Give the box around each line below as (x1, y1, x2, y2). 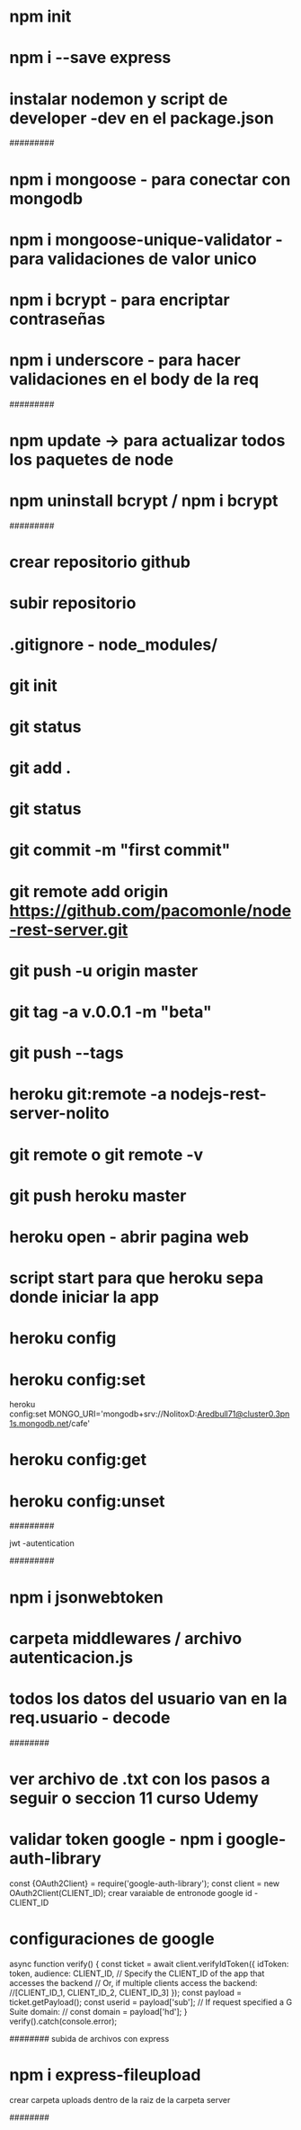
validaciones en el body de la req (9, 369, 259, 390)
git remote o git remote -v (9, 1145, 204, 1164)
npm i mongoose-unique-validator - (9, 229, 283, 249)
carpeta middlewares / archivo (9, 1628, 243, 1649)
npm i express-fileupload (9, 2064, 201, 2085)
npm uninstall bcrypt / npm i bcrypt (9, 490, 279, 511)
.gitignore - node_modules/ (9, 634, 218, 654)
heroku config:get (9, 1450, 147, 1470)
